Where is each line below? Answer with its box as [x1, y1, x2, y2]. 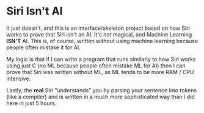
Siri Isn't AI [6, 4, 63, 18]
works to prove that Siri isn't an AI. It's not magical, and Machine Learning [6, 30, 192, 38]
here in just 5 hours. [6, 99, 57, 107]
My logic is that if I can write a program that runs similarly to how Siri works [6, 55, 196, 63]
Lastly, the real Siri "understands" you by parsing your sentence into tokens [6, 86, 197, 94]
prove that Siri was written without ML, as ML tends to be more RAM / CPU [6, 68, 194, 75]
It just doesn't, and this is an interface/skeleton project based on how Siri [6, 24, 191, 32]
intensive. [6, 75, 31, 82]
